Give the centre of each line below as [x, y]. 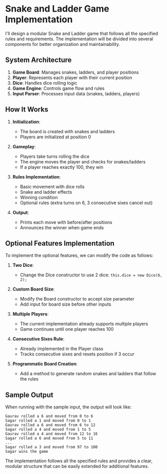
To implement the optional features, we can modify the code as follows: [79, 256]
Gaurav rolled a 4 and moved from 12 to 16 [52, 434]
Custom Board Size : [34, 289]
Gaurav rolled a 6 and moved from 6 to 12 [50, 425]
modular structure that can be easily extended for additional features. [77, 466]
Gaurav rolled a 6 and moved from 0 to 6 [49, 417]
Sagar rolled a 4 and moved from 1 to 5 [48, 430]
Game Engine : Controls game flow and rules [58, 88]
